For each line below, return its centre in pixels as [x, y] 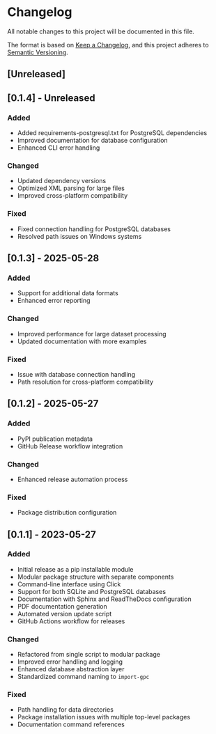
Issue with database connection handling [76, 374]
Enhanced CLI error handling [59, 148]
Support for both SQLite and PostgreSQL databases [91, 591]
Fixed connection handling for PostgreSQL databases [94, 229]
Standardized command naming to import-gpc [83, 677]
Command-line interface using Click [69, 584]
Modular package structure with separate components [95, 577]
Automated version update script [64, 614]
